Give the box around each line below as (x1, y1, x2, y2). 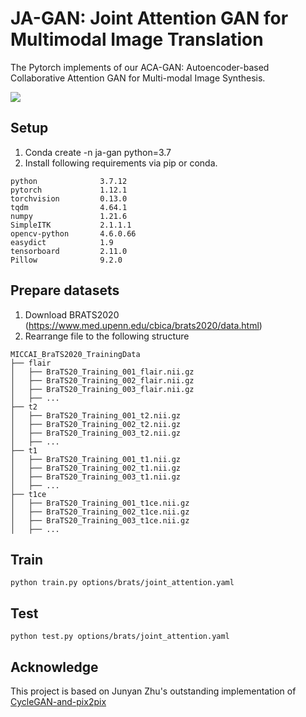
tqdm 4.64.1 (10, 202, 128, 212)
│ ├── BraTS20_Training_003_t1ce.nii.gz (10, 515, 190, 526)
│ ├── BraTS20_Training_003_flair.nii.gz (10, 384, 195, 394)
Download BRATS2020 (24, 308, 120, 321)
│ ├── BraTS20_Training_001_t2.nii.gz (10, 410, 182, 421)
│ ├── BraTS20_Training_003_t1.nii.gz (10, 472, 182, 482)
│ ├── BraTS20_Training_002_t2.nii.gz (10, 419, 182, 429)
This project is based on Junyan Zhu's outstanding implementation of (10, 685, 297, 697)
